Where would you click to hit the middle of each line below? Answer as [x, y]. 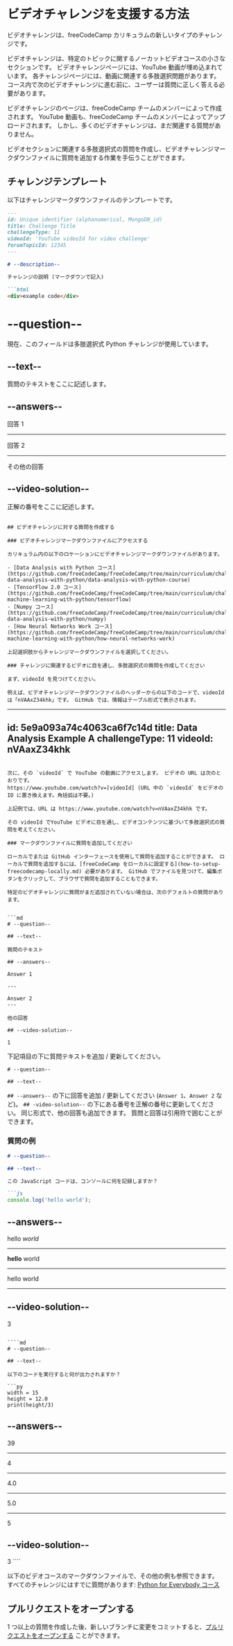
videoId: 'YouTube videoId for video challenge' [79, 239]
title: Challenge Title [42, 226]
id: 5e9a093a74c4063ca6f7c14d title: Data [102, 728]
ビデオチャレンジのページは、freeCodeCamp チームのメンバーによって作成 [114, 108]
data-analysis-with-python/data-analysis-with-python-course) [99, 580]
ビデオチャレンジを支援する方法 [98, 14]
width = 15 [23, 1393]
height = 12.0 [28, 1399]
